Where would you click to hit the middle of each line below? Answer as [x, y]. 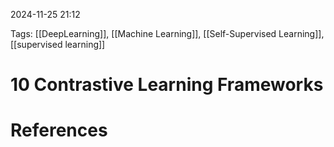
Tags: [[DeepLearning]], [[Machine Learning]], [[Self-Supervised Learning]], [167, 33]
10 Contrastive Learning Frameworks [167, 85]
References [59, 130]
